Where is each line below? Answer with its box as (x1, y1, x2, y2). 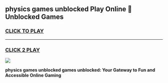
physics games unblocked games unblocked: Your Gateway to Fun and (5, 67, 155, 73)
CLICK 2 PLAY (5, 46, 40, 53)
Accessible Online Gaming (5, 72, 61, 78)
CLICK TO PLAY (5, 28, 44, 35)
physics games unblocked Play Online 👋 (5, 5, 132, 13)
